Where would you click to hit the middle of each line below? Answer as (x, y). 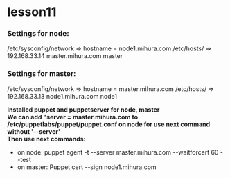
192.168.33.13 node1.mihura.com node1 (62, 96)
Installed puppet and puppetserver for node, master (83, 109)
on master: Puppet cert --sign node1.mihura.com (87, 167)
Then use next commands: (46, 139)
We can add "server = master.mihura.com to (73, 117)
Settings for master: (42, 74)
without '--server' (34, 131)
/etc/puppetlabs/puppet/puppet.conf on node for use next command (109, 124)
